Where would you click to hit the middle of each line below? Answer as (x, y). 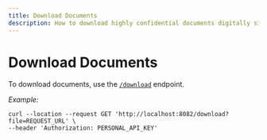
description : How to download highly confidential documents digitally (129, 23)
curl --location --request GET (60, 115)
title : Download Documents (53, 16)
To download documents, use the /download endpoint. (97, 84)
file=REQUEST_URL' (39, 121)
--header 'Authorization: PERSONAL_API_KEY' (83, 128)
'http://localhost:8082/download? (172, 115)
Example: (23, 99)
